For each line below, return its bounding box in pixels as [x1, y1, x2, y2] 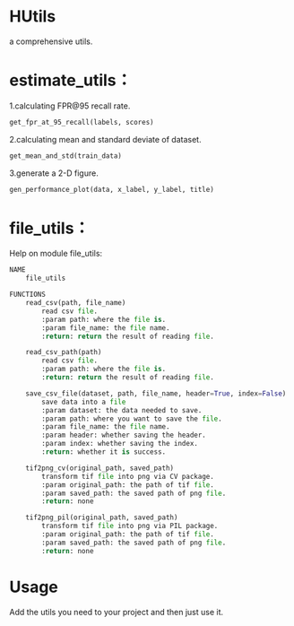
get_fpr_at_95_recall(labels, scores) [9, 117, 154, 126]
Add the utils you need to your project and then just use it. [9, 606, 224, 617]
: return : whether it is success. [41, 448, 167, 456]
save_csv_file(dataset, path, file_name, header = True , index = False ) [25, 388, 287, 398]
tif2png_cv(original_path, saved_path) [25, 464, 175, 473]
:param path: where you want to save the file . [41, 414, 222, 423]
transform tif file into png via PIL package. [41, 522, 219, 531]
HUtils [9, 6, 56, 27]
